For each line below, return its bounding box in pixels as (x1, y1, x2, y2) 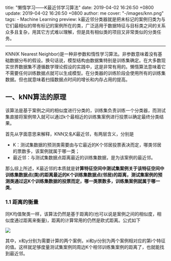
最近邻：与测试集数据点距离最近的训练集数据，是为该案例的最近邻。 (12, 154, 156, 161)
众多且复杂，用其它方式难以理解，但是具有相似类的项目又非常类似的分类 (5, 29, 157, 35)
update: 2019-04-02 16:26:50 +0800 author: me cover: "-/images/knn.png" (5, 10, 164, 16)
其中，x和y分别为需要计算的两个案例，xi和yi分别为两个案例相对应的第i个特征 (5, 238, 166, 244)
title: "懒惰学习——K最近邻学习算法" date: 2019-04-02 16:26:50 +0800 (5, 5, 154, 10)
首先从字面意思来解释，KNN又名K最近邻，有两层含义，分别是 (5, 130, 134, 137)
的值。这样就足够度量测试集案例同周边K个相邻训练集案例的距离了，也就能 (5, 244, 160, 250)
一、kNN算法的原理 (5, 93, 67, 101)
